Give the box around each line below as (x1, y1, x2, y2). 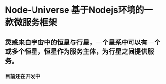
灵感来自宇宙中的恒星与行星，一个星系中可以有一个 (5, 38, 161, 46)
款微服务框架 (5, 17, 58, 28)
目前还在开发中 (5, 73, 41, 80)
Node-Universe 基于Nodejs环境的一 (5, 4, 153, 16)
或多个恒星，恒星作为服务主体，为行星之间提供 (5, 47, 148, 56)
